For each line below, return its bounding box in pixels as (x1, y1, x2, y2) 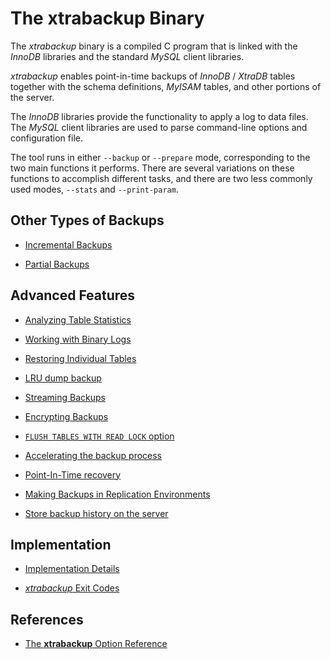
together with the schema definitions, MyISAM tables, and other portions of (10, 80, 322, 92)
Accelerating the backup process (24, 449, 163, 461)
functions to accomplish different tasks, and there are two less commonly (10, 172, 313, 184)
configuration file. (10, 132, 83, 144)
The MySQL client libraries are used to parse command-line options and (10, 121, 308, 133)
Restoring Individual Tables (24, 352, 137, 364)
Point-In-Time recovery (24, 468, 122, 481)
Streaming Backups (24, 391, 106, 403)
